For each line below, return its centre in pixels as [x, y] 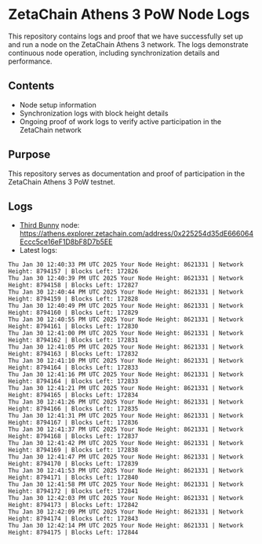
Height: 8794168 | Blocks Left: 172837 [73, 436]
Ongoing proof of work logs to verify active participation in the [120, 121]
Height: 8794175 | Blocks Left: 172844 [73, 533]
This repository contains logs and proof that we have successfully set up [126, 36]
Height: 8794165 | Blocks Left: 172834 [73, 395]
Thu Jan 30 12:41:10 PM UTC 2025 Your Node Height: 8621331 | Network [126, 361]
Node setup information [58, 104]
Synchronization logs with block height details [94, 113]
